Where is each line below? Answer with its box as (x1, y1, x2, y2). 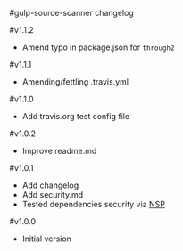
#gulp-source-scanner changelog (9, 8, 134, 18)
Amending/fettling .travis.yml (21, 77, 129, 87)
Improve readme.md (21, 146, 97, 156)
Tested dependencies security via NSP (21, 199, 165, 209)
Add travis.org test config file (21, 111, 130, 121)
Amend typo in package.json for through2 (21, 42, 175, 53)
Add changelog (21, 180, 79, 190)
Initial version (21, 233, 71, 244)
